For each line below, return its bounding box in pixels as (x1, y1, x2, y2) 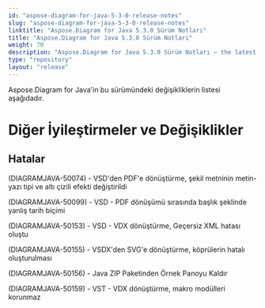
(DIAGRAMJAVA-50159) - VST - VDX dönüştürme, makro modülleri (8, 283, 225, 293)
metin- (235, 173, 257, 183)
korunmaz (8, 292, 41, 302)
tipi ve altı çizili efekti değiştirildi (23, 181, 127, 191)
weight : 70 (8, 41, 44, 49)
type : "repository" (8, 56, 73, 64)
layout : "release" (8, 63, 69, 71)
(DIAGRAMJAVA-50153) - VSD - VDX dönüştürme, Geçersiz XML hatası (8, 221, 241, 230)
